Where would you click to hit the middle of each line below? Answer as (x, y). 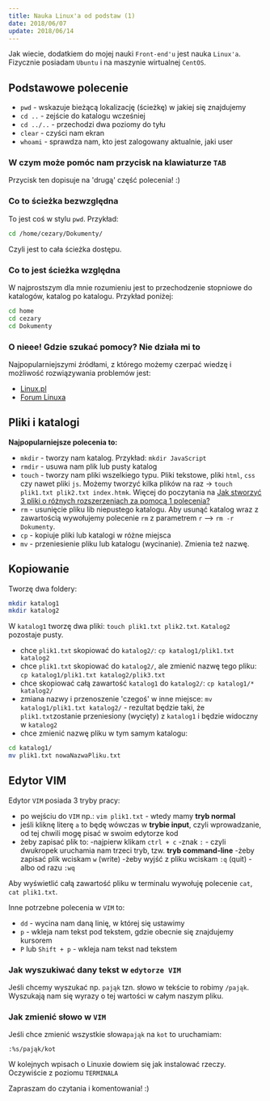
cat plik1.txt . (33, 892)
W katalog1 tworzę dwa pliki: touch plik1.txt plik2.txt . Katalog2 (119, 626)
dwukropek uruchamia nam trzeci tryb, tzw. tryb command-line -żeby (137, 850)
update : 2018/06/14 (41, 31)
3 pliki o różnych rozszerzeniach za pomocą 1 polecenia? (115, 500)
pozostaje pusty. (36, 635)
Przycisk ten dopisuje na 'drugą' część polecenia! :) (94, 180)
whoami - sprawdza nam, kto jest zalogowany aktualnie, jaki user (126, 141)
